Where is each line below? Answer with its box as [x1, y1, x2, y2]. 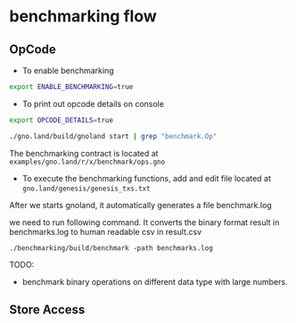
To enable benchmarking [21, 65, 114, 76]
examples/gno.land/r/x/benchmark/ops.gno [9, 157, 166, 166]
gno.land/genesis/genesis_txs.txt [21, 184, 151, 193]
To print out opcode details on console [21, 98, 165, 109]
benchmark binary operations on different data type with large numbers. [21, 276, 288, 287]
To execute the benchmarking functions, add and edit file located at [21, 173, 272, 183]
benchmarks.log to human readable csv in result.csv [9, 226, 202, 237]
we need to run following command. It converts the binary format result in [9, 216, 280, 228]
